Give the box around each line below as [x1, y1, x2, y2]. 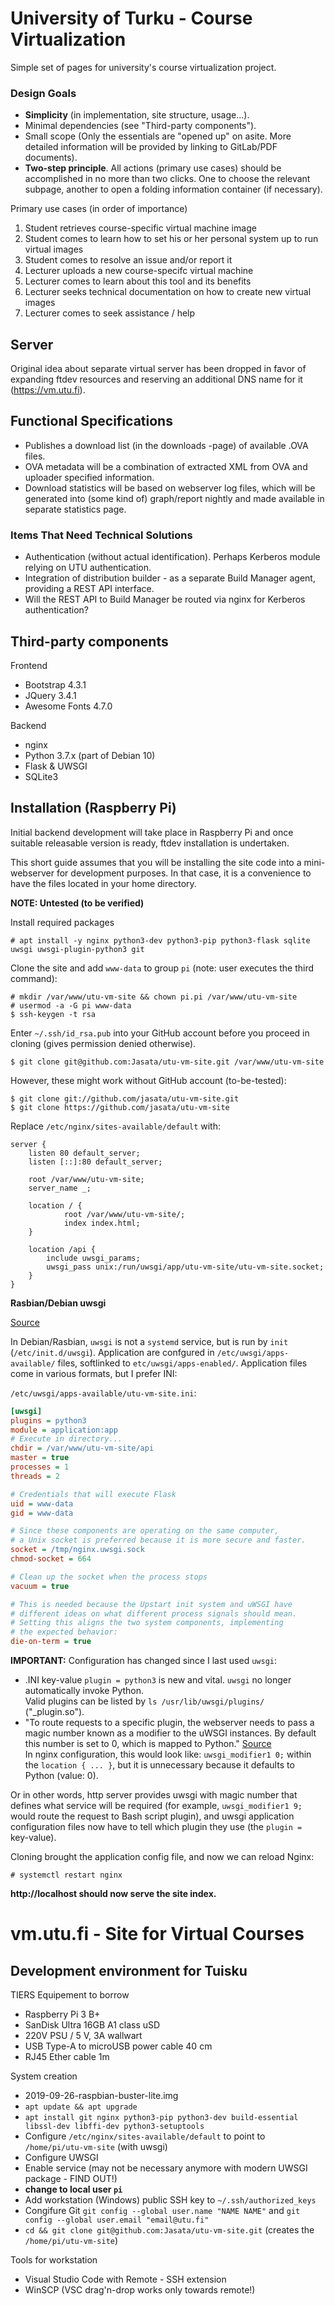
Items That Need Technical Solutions [10, 528, 193, 542]
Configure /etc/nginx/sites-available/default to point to [24, 2130, 266, 2142]
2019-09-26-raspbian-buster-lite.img [24, 2090, 179, 2102]
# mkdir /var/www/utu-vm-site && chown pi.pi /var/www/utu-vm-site [10, 992, 298, 1002]
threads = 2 [10, 1471, 60, 1481]
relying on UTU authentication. [24, 562, 152, 574]
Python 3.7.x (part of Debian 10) [24, 749, 156, 761]
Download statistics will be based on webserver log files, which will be [24, 482, 316, 494]
